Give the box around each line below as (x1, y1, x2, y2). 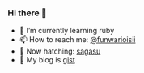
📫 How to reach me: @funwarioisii (19, 35, 136, 45)
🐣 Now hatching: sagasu (19, 46, 101, 56)
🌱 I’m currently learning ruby (19, 26, 115, 36)
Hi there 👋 (7, 7, 48, 19)
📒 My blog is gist (19, 55, 75, 65)
